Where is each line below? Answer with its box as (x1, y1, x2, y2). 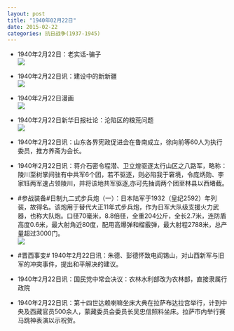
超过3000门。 (23, 229, 64, 238)
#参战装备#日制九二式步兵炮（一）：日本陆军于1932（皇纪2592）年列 (17, 194, 217, 202)
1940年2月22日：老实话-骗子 (17, 50, 102, 58)
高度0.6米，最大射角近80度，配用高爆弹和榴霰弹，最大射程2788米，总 (17, 221, 221, 229)
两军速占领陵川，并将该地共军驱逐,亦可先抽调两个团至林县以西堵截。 (29, 179, 228, 188)
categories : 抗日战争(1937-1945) (7, 30, 101, 37)
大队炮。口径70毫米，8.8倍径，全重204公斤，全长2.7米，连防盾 (41, 212, 226, 220)
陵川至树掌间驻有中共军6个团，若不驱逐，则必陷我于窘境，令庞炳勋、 (17, 170, 219, 179)
